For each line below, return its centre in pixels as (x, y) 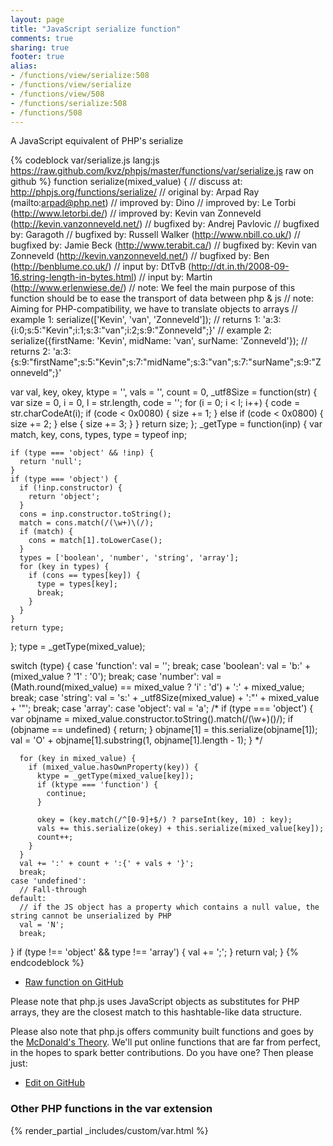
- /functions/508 (46, 112)
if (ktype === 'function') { (97, 785)
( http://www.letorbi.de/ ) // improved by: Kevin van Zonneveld (136, 213)
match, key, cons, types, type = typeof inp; (99, 435)
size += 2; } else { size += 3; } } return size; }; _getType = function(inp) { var (166, 424)
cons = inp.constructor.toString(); (95, 514)
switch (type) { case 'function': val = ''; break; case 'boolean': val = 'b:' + (161, 666)
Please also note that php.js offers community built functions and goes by (162, 1032)
